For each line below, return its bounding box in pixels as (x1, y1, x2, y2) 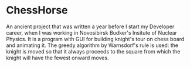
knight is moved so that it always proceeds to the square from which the (6, 48, 181, 55)
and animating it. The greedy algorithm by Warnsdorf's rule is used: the (6, 42, 179, 49)
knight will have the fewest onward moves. (6, 54, 109, 61)
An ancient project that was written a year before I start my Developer (6, 23, 175, 30)
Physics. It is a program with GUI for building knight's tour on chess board (6, 35, 185, 42)
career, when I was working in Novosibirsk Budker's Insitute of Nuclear (6, 29, 178, 36)
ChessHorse (6, 4, 69, 17)
